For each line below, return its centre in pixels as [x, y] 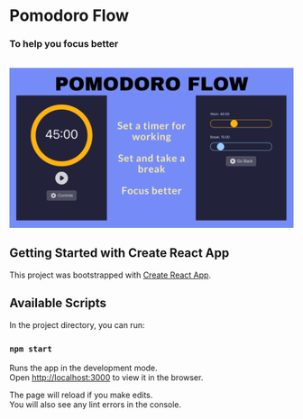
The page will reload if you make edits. [81, 395]
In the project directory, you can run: [77, 324]
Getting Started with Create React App [119, 253]
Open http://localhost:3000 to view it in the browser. [106, 377]
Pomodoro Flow [69, 16]
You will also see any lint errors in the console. [96, 404]
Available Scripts [58, 303]
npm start [31, 349]
